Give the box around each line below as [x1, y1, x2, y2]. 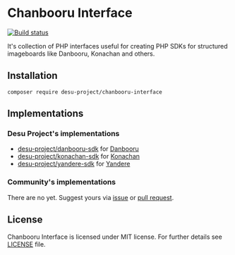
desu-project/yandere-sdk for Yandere [17, 160, 131, 168]
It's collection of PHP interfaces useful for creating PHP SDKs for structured [7, 42, 228, 50]
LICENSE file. [7, 240, 46, 248]
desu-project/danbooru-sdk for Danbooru [17, 144, 139, 153]
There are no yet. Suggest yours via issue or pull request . [7, 193, 174, 201]
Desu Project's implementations [7, 129, 120, 139]
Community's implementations [7, 178, 116, 187]
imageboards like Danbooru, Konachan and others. [7, 49, 155, 58]
